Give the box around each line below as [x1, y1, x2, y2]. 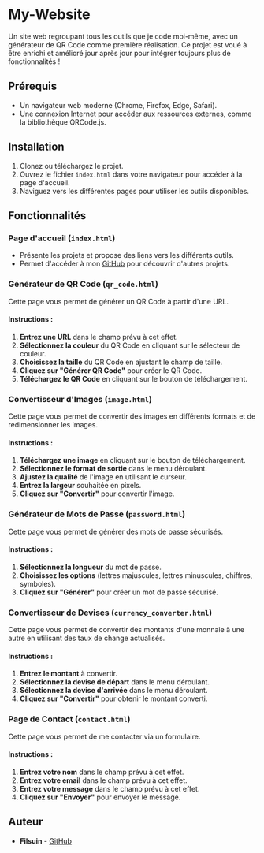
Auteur [8, 815, 43, 829]
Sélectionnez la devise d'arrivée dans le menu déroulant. [19, 686, 208, 695]
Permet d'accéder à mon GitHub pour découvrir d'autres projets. [19, 259, 230, 269]
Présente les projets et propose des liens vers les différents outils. [19, 251, 234, 260]
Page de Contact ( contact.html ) [8, 713, 131, 724]
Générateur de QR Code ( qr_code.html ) [8, 278, 159, 289]
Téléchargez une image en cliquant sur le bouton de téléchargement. [19, 456, 246, 465]
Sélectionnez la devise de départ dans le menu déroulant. [19, 677, 210, 687]
